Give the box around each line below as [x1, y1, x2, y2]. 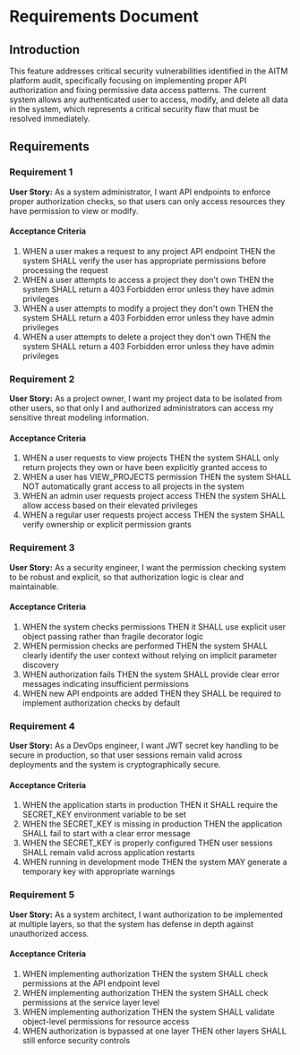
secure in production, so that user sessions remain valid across [9, 750, 243, 760]
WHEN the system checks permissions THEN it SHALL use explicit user [21, 621, 287, 632]
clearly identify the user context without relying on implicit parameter [21, 649, 278, 660]
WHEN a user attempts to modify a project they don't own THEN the [21, 303, 274, 313]
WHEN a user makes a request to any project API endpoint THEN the [21, 245, 276, 256]
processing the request [21, 264, 109, 275]
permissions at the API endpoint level [21, 978, 160, 989]
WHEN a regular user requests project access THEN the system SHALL [21, 510, 286, 520]
